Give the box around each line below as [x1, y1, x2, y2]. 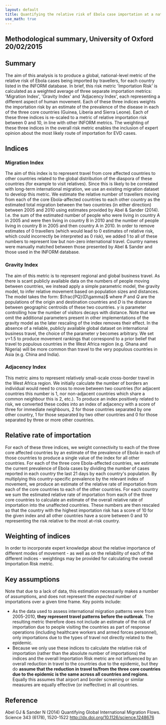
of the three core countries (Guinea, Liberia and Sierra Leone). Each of [5, 109, 149, 115]
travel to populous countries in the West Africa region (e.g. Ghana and [5, 341, 148, 347]
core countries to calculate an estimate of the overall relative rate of [5, 497, 143, 503]
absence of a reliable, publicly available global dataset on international [5, 325, 148, 331]
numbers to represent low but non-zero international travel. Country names [5, 239, 158, 244]
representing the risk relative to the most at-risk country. [5, 518, 120, 524]
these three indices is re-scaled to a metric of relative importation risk [5, 114, 147, 120]
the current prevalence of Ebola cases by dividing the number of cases [5, 465, 150, 471]
